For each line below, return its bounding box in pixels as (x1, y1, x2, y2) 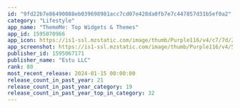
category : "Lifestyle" (7, 17, 75, 24)
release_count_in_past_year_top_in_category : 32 (7, 90, 155, 97)
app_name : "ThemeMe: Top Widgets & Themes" (7, 23, 139, 31)
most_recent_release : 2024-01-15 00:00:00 (7, 70, 136, 77)
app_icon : (7, 37, 37, 44)
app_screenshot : (7, 43, 56, 50)
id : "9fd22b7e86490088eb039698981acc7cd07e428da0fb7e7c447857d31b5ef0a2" (7, 10, 232, 18)
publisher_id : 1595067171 (7, 50, 84, 58)
